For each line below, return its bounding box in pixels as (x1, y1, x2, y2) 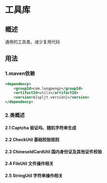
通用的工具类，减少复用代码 (5, 39, 60, 45)
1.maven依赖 (5, 70, 35, 77)
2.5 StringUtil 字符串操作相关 (5, 172, 63, 178)
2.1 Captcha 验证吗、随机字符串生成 (5, 124, 77, 131)
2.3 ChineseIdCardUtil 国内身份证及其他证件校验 (5, 149, 102, 154)
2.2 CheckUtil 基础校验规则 (5, 137, 59, 143)
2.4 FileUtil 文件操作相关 (5, 161, 54, 167)
